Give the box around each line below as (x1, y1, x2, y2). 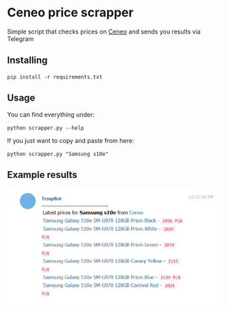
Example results (7, 169, 77, 181)
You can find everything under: (7, 110, 95, 118)
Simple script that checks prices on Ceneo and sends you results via (7, 27, 201, 36)
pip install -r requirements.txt (7, 73, 103, 80)
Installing (7, 55, 48, 66)
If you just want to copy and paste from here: (7, 136, 134, 144)
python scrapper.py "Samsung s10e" (7, 151, 109, 157)
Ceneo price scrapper (7, 5, 134, 21)
